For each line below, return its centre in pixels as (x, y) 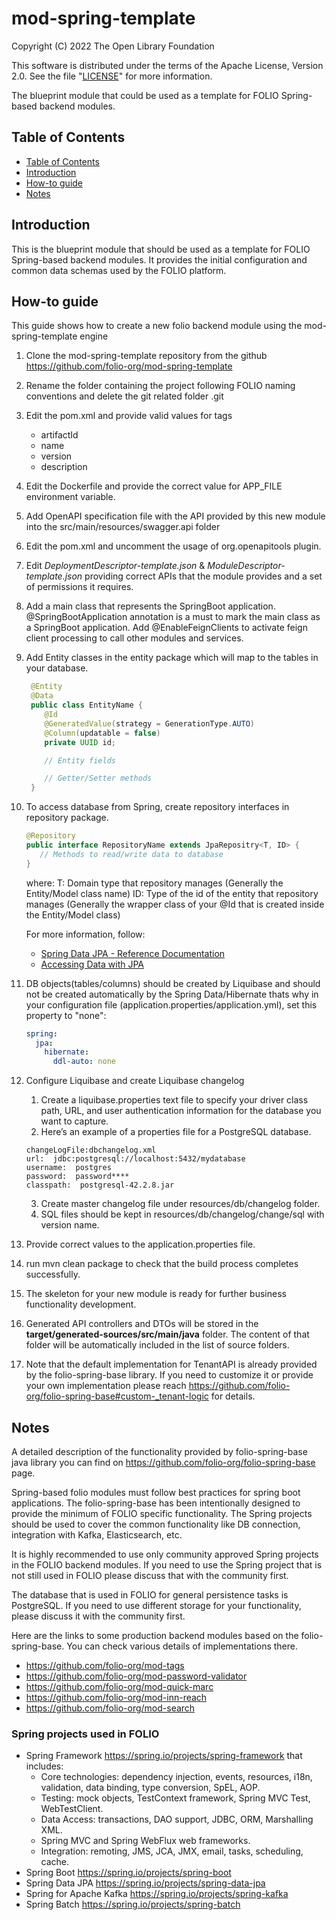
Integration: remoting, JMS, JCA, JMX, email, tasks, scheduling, (172, 1851)
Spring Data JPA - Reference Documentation (133, 953)
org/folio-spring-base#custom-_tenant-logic (117, 1396)
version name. (70, 1225)
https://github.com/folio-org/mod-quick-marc (119, 1686)
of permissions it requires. (79, 587)
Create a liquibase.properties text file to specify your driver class (174, 1100)
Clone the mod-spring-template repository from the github (146, 356)
